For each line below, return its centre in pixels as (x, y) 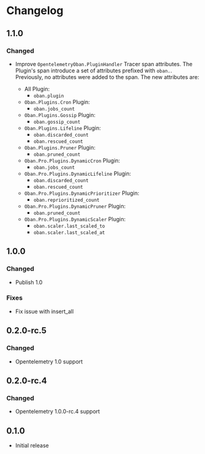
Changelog (35, 11)
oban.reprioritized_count (66, 200)
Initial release (32, 445)
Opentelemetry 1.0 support (49, 361)
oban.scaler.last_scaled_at (69, 233)
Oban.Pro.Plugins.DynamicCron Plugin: (72, 161)
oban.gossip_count (57, 122)
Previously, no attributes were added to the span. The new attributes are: (107, 77)
